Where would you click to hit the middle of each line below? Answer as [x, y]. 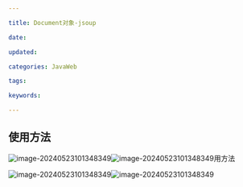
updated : [23, 52]
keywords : [25, 96]
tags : [17, 81]
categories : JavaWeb [43, 66]
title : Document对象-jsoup [52, 23]
